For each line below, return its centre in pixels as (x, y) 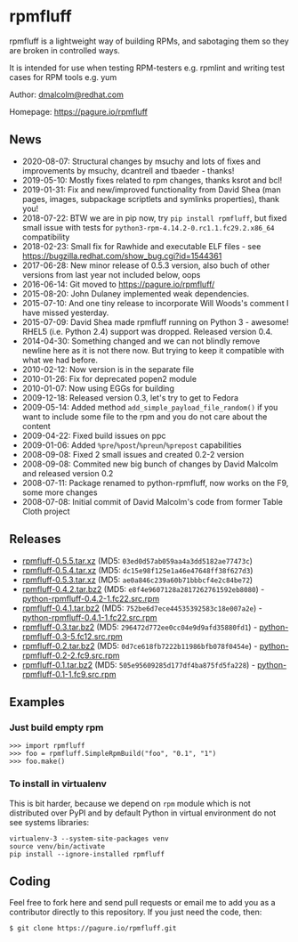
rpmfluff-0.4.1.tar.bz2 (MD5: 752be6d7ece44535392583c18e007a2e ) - (142, 608)
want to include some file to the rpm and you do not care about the (145, 417)
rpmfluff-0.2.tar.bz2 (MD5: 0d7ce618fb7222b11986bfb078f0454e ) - (140, 646)
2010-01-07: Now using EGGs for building (98, 388)
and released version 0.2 (68, 473)
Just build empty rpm (56, 727)
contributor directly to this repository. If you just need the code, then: (136, 912)
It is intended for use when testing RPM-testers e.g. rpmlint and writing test (147, 68)
